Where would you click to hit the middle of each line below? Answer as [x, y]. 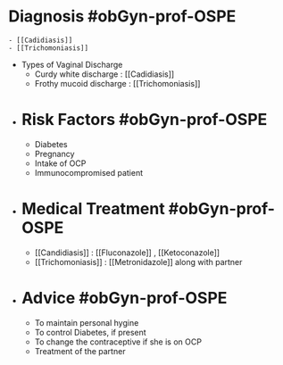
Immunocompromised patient [89, 172]
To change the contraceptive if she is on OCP [118, 342]
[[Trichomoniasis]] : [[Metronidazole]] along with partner [138, 261]
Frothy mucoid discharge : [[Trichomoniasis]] [117, 83]
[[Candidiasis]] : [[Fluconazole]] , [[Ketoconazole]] [127, 253]
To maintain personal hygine [87, 322]
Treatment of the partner [80, 351]
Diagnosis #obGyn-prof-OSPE [122, 17]
